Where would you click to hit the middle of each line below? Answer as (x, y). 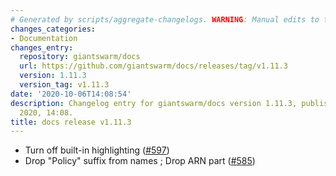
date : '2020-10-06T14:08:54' (71, 94)
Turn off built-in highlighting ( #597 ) (97, 150)
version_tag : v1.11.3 (64, 85)
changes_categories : (53, 29)
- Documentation (44, 38)
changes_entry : (42, 47)
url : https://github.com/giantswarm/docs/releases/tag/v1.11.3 (153, 66)
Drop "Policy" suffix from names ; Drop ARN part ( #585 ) (140, 161)
